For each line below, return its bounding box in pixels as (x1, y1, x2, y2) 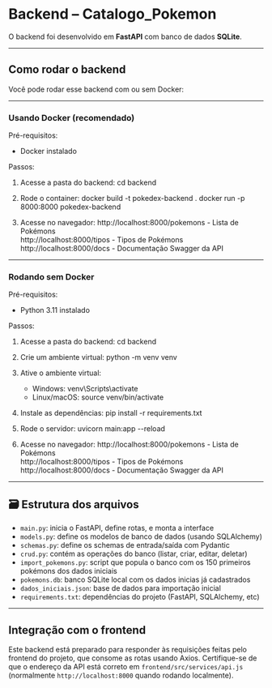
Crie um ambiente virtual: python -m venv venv (19, 353, 178, 362)
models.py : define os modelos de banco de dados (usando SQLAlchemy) (19, 532, 263, 541)
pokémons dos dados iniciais (19, 566, 117, 576)
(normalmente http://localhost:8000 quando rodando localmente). (8, 670, 234, 680)
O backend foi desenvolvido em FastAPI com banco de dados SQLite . (8, 32, 243, 41)
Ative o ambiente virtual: (19, 368, 102, 378)
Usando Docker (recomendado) (8, 112, 135, 123)
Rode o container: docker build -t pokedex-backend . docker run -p (19, 194, 245, 203)
